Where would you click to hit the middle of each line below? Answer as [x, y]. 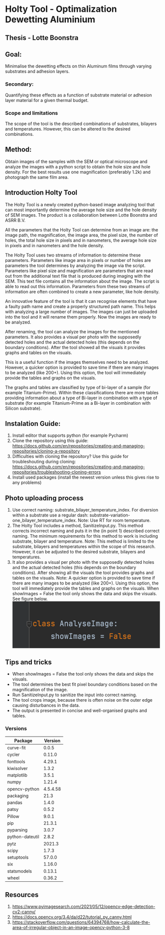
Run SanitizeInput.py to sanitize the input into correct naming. [75, 695]
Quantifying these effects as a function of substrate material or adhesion [79, 95]
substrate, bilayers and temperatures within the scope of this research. [84, 547]
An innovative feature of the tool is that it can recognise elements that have [81, 301]
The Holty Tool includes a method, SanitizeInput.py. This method [78, 526]
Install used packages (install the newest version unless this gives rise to [86, 477]
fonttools [16, 761]
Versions [16, 728]
